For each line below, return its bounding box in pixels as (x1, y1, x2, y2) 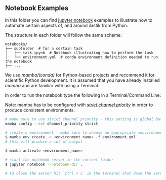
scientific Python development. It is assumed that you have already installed (5, 77, 160, 83)
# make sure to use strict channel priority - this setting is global (5, 117, 154, 121)
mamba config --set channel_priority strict (5, 121, 98, 126)
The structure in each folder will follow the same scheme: (5, 32, 122, 38)
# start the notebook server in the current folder (5, 157, 114, 163)
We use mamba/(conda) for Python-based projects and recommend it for (5, 72, 155, 78)
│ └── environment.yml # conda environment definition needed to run (5, 55, 158, 60)
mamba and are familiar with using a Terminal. (5, 82, 100, 88)
